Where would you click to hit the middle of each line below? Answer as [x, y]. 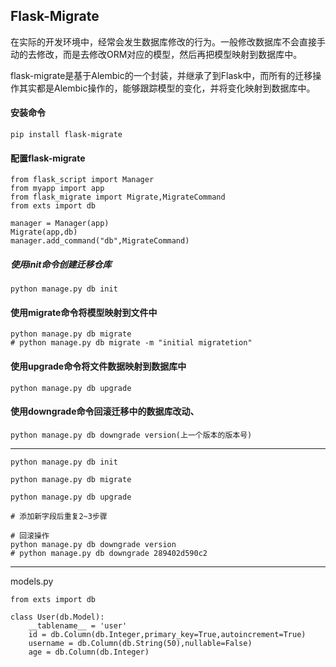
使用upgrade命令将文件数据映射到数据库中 [98, 366]
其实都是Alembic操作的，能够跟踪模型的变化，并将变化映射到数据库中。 [167, 88]
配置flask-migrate [48, 158]
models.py [32, 581]
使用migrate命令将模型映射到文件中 [84, 312]
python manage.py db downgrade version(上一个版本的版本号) [131, 435]
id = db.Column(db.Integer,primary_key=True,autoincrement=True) [167, 634]
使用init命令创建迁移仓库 [61, 264]
